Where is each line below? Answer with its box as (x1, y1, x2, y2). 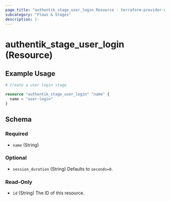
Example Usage (5, 69, 56, 78)
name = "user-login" (10, 96, 53, 102)
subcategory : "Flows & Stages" (5, 12, 71, 17)
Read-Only (5, 178, 33, 185)
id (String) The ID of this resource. (12, 190, 85, 196)
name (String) (12, 142, 39, 148)
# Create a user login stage (5, 83, 67, 88)
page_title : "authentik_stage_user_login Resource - (5, 7, 119, 13)
